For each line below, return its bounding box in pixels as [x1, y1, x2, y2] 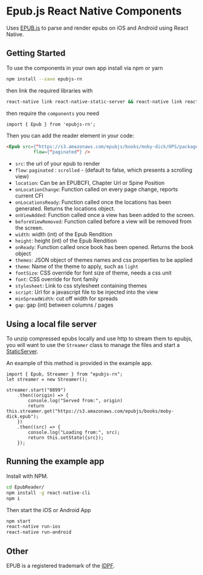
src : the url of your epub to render [14, 160, 101, 167]
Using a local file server [6, 319, 97, 329]
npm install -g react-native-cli [6, 490, 91, 496]
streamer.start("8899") [6, 387, 66, 394]
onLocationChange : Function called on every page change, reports [14, 186, 178, 193]
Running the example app [6, 456, 105, 467]
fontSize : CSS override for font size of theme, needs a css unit [14, 269, 172, 276]
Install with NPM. [6, 472, 48, 479]
